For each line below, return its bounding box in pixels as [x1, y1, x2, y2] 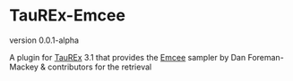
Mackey [9, 61, 39, 72]
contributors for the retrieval [47, 61, 152, 72]
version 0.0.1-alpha [9, 35, 79, 45]
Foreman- [247, 52, 284, 62]
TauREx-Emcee [9, 5, 125, 26]
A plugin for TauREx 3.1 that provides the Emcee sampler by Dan [9, 52, 246, 62]
